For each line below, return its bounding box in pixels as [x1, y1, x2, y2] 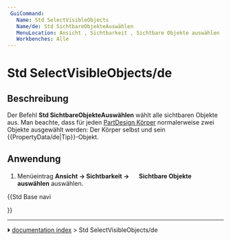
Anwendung [7, 153, 61, 165]
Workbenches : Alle [16, 36, 69, 43]
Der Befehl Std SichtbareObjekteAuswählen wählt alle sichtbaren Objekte [7, 111, 218, 119]
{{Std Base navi [7, 192, 52, 200]
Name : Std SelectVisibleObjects [16, 17, 109, 23]
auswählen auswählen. [16, 179, 84, 187]
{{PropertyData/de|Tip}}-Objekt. [7, 133, 99, 141]
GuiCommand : [10, 10, 45, 17]
